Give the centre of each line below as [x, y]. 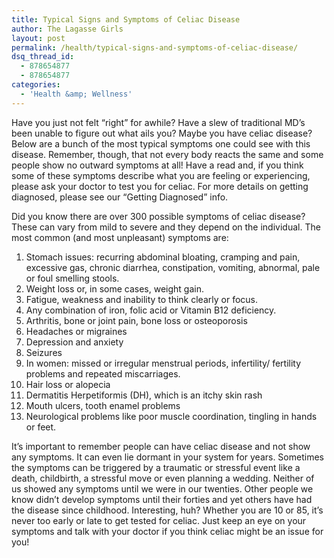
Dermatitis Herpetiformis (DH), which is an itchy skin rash [144, 395]
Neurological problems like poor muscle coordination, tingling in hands [171, 416]
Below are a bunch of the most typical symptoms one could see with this [161, 143]
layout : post [38, 38]
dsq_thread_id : [43, 57]
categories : [36, 85]
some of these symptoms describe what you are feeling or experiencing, [161, 175]
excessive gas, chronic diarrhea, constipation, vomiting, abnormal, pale [173, 267]
